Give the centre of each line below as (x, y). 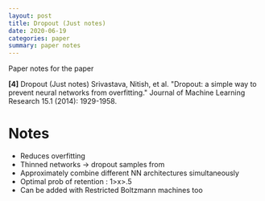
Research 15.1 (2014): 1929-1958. (63, 101)
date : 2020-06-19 (37, 31)
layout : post (30, 16)
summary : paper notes (45, 46)
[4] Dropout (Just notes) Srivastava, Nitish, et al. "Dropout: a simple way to (132, 84)
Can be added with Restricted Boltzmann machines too (111, 191)
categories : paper (39, 38)
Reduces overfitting (53, 156)
